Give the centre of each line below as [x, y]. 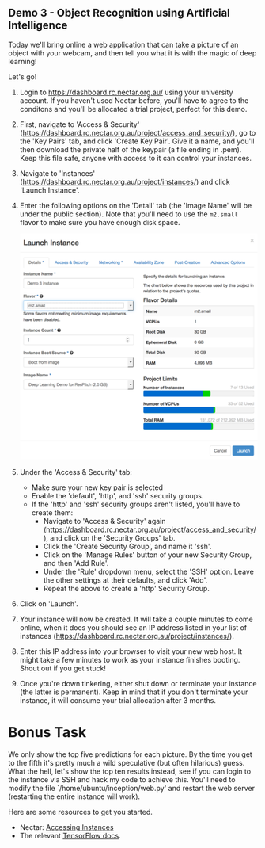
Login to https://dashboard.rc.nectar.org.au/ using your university [126, 92]
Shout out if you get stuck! [63, 668]
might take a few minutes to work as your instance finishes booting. [130, 659]
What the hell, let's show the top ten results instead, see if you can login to [130, 771]
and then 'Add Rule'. [76, 563]
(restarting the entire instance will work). [74, 796]
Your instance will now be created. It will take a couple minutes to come [136, 619]
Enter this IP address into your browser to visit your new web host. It [131, 651]
